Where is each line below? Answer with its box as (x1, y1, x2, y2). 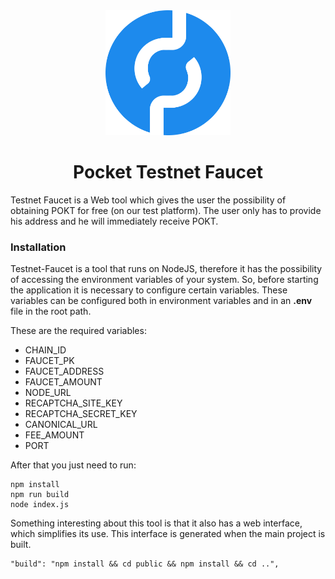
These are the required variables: (10, 325, 147, 337)
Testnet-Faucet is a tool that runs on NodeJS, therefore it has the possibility (10, 263, 323, 275)
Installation (10, 240, 67, 254)
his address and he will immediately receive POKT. (10, 215, 219, 227)
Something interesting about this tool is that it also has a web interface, (10, 517, 303, 529)
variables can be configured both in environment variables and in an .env (10, 295, 313, 307)
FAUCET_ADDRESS (24, 365, 105, 378)
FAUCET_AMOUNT (24, 376, 103, 388)
